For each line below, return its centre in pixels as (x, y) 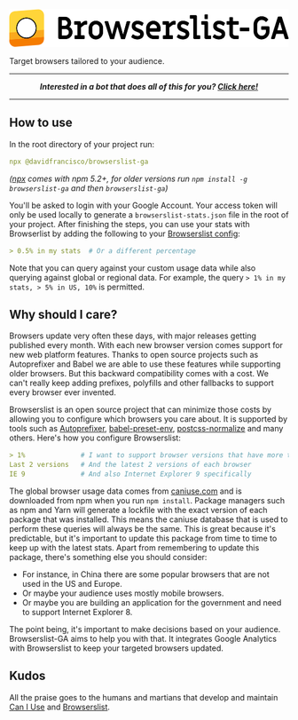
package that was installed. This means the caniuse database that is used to (149, 519)
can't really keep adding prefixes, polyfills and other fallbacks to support (142, 383)
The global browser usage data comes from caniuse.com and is (125, 491)
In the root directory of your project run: (82, 144)
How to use (41, 123)
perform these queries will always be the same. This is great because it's (143, 529)
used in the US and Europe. (72, 584)
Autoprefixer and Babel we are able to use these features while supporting (145, 364)
